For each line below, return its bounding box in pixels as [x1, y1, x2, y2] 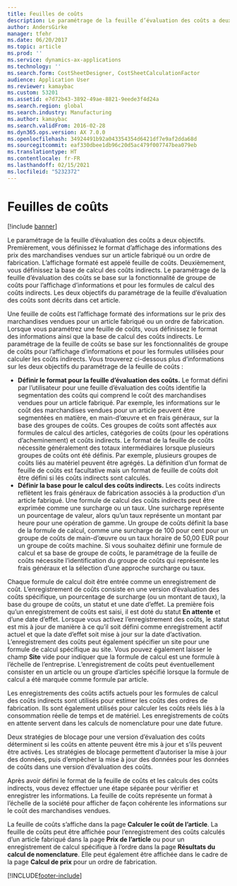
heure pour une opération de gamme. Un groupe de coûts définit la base [17, 518, 229, 527]
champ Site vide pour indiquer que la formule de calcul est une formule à [7, 652, 220, 661]
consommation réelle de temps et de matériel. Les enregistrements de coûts [7, 711, 229, 720]
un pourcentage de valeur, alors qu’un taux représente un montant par [17, 511, 222, 520]
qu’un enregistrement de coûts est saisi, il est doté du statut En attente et [7, 607, 221, 616]
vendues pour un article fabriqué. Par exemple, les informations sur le [17, 398, 221, 407]
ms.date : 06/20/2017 [7, 37, 68, 44]
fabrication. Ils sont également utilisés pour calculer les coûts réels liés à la [7, 704, 225, 712]
